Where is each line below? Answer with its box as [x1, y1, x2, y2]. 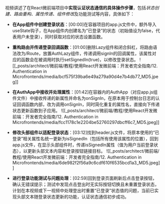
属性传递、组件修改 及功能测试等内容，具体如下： [35, 11, 134, 17]
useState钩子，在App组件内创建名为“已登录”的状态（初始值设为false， [12, 28, 156, 34]
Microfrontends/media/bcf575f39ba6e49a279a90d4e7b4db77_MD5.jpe [12, 74, 159, 80]
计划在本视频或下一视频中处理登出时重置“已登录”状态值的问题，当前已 [12, 188, 155, 193]
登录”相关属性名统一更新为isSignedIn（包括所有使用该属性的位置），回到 [12, 136, 159, 141]
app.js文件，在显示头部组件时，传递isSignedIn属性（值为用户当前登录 [12, 142, 154, 148]
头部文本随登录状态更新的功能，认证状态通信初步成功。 [16, 194, 129, 200]
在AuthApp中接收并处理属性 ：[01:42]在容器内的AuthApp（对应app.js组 [12, 89, 158, 95]
